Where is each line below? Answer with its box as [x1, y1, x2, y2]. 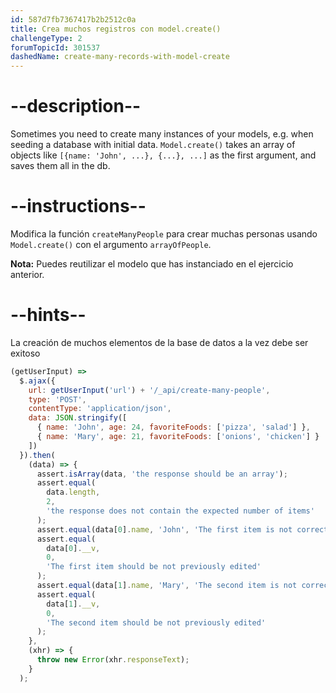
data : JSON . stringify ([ [28, 413, 128, 423]
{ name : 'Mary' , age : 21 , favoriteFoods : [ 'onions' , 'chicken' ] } [36, 432, 320, 442]
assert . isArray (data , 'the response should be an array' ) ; [36, 469, 288, 479]
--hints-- [10, 304, 87, 326]
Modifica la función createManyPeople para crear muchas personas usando [10, 228, 318, 240]
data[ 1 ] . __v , [46, 599, 101, 609]
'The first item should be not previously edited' [46, 562, 262, 572]
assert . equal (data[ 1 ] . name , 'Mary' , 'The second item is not [36, 581, 298, 591]
